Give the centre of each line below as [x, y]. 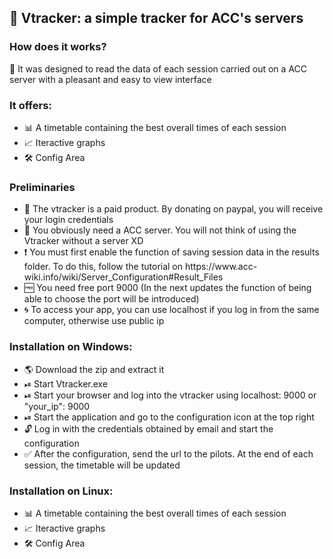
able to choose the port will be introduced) [111, 299]
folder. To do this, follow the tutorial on [103, 267]
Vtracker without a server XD [83, 241]
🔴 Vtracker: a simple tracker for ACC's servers [156, 18]
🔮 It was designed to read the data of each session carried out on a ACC [158, 68]
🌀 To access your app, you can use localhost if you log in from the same [171, 310]
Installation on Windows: [71, 347]
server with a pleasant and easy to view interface [110, 79]
